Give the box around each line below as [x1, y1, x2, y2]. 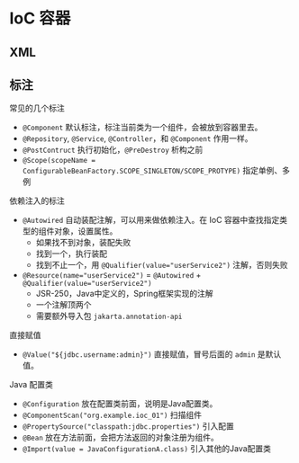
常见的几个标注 [9, 102, 65, 113]
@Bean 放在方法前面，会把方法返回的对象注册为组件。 [22, 432, 219, 443]
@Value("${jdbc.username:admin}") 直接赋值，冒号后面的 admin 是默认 [22, 349, 282, 360]
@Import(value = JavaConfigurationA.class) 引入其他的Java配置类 [22, 443, 272, 454]
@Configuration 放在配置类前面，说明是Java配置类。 [22, 398, 218, 409]
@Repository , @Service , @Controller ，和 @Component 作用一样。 [22, 133, 254, 144]
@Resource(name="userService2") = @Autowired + [22, 270, 202, 280]
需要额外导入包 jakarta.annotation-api [35, 311, 183, 322]
